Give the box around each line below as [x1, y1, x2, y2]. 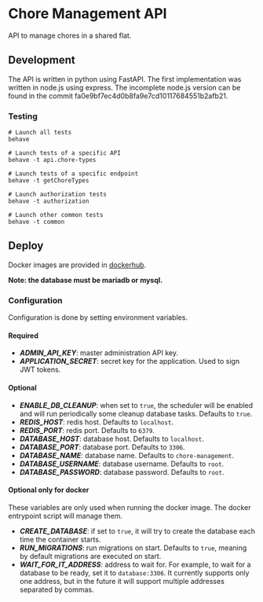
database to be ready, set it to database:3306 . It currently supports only [19, 567, 250, 578]
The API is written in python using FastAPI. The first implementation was [8, 74, 242, 83]
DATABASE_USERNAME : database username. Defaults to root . [19, 459, 225, 468]
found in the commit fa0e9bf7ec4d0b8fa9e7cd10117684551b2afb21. [8, 91, 228, 101]
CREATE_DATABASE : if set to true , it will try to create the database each [19, 526, 255, 535]
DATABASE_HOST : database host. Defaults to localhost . [19, 434, 204, 443]
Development [8, 53, 76, 67]
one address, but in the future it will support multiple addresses [19, 576, 225, 585]
